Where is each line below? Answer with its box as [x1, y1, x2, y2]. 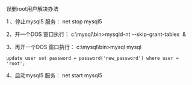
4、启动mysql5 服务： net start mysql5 [6, 72, 102, 79]
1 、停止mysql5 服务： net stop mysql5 [6, 18, 102, 25]
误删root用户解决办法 [6, 5, 59, 12]
